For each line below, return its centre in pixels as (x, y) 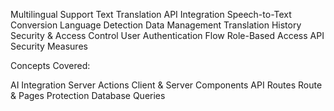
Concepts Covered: (50, 65)
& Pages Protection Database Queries (88, 95)
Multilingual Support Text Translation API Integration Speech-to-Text (151, 14)
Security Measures (49, 46)
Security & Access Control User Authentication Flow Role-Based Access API (167, 35)
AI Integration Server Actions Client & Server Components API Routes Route (166, 85)
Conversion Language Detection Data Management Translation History (156, 25)
